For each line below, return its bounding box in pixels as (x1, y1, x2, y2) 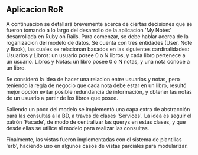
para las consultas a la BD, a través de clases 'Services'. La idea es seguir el (6, 112, 192, 119)
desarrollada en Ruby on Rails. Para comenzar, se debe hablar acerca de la (6, 32, 189, 40)
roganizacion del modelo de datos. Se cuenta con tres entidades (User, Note (6, 39, 193, 46)
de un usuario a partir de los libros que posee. (6, 94, 118, 101)
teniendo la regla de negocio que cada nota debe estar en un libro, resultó (6, 82, 187, 89)
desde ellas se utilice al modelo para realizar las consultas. (6, 124, 150, 131)
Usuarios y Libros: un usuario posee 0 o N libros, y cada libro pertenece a (6, 51, 186, 58)
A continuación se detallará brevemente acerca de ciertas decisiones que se (6, 20, 193, 27)
